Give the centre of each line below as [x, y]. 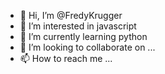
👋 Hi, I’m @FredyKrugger [71, 15]
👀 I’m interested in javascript [78, 26]
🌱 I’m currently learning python [83, 36]
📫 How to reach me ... [66, 58]
